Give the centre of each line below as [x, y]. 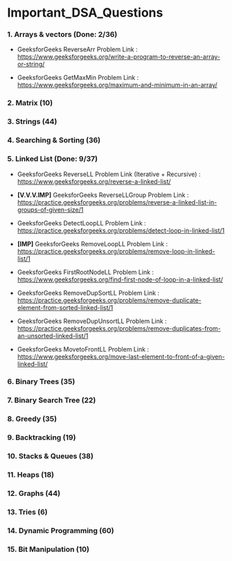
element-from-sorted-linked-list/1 [65, 307]
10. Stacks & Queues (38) [50, 456]
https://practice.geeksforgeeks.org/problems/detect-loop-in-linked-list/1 [121, 230]
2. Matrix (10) [30, 103]
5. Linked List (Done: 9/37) [53, 159]
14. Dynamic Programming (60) [61, 530]
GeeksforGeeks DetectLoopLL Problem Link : [82, 223]
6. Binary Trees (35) [41, 381]
